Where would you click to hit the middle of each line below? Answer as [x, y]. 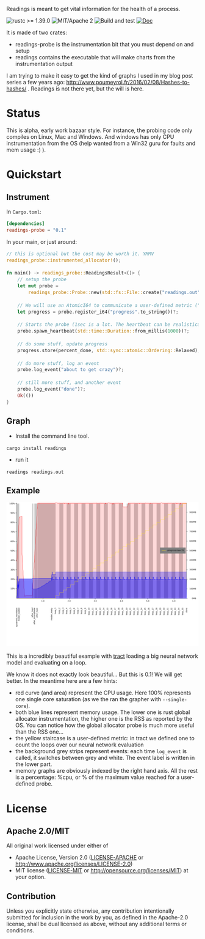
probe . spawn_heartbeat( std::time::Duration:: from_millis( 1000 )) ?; [103, 331]
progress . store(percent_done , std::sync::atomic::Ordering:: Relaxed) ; [109, 350]
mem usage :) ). [26, 150]
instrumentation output [44, 64]
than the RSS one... [39, 732]
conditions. [20, 930]
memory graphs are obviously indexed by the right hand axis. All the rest [106, 771]
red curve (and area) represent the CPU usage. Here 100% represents [103, 693]
